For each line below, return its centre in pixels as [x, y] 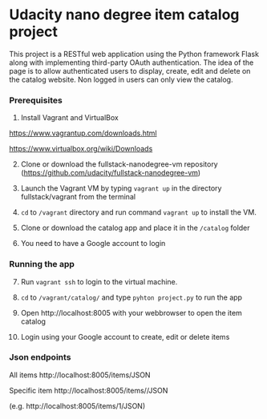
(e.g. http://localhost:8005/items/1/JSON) [77, 405]
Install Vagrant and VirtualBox [69, 118]
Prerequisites [36, 100]
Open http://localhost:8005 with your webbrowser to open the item [131, 312]
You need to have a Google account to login [93, 244]
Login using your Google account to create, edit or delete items [125, 336]
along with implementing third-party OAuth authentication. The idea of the [131, 62]
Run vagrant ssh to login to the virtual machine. [99, 281]
